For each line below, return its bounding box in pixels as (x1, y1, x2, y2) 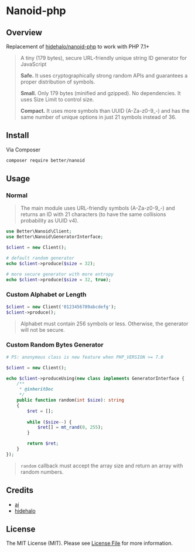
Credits (6, 486, 34, 496)
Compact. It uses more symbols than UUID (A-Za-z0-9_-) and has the (20, 107, 190, 114)
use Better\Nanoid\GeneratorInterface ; (6, 234, 104, 240)
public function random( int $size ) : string (16, 398, 125, 403)
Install (6, 130, 29, 140)
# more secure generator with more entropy (6, 271, 114, 277)
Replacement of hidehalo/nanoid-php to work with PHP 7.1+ (6, 43, 149, 50)
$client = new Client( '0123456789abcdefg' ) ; (6, 304, 117, 309)
